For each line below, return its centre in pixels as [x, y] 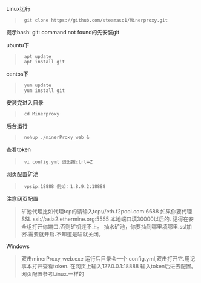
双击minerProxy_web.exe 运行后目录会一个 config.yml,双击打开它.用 [105, 259]
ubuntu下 [18, 45]
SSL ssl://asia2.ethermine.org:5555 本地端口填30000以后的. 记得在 [105, 219]
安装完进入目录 [25, 102]
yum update [38, 85]
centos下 [18, 74]
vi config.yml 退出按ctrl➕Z [58, 162]
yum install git [44, 91]
